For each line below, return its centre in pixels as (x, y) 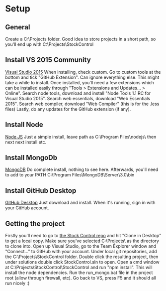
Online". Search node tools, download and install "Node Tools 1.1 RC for (78, 93)
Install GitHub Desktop (41, 191)
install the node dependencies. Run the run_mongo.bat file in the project (79, 273)
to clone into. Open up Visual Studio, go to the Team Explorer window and (81, 246)
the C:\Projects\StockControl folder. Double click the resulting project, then (82, 257)
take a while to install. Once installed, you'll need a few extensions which (80, 82)
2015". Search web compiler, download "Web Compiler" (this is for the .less (82, 104)
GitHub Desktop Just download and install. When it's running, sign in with (80, 203)
